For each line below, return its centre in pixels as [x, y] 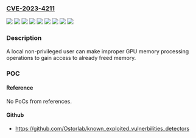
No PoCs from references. [39, 101]
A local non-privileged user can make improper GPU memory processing [98, 51]
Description [24, 38]
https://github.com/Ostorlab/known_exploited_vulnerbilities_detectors [102, 128]
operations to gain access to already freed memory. [71, 57]
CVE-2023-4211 [30, 8]
